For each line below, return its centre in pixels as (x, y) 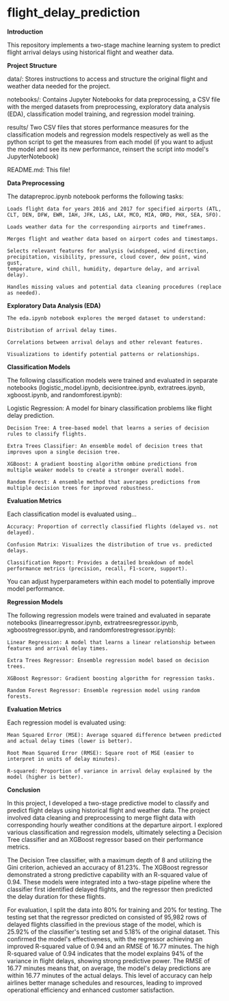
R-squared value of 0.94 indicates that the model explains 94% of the (105, 953)
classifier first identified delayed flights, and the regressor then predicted (110, 889)
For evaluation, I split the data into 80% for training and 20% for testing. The (114, 910)
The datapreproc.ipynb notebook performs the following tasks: (95, 196)
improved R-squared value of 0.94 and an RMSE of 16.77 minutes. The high (113, 946)
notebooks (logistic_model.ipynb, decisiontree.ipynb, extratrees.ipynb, (106, 387)
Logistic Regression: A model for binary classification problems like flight (110, 408)
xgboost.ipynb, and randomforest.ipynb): (65, 394)
